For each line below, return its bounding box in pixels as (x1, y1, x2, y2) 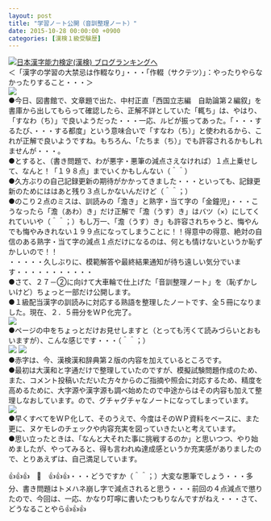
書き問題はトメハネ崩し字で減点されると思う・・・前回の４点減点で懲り (22, 484, 263, 494)
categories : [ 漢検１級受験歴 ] (8, 34, 102, 43)
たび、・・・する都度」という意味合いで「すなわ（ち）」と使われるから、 (15, 126, 256, 135)
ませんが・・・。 (8, 146, 65, 156)
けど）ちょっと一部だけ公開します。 (15, 287, 135, 297)
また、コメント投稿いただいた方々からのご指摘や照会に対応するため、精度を (8, 376, 263, 386)
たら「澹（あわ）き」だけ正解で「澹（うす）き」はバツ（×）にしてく (29, 206, 261, 216)
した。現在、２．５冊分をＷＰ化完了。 (8, 307, 135, 317)
